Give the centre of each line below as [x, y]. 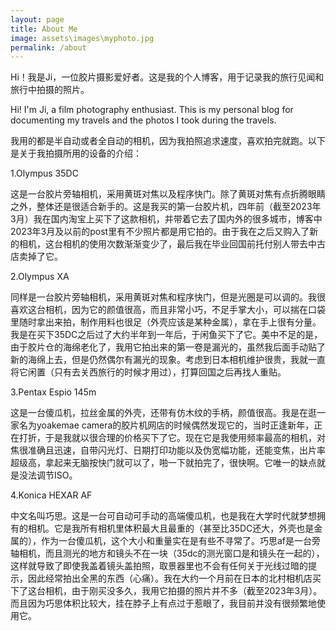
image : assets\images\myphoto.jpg [82, 38]
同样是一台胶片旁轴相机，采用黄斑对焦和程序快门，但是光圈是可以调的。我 [163, 297]
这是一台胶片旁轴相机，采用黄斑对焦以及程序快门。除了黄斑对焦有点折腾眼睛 [168, 194]
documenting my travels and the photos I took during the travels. [143, 120]
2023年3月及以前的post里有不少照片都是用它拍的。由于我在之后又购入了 [160, 232]
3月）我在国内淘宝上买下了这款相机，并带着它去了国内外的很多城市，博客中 [166, 219]
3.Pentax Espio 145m [53, 392]
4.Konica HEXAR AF [51, 495]
